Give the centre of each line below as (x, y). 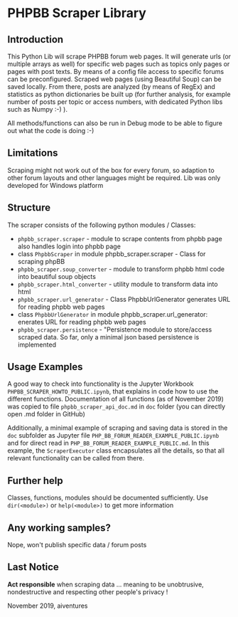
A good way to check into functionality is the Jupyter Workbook (101, 384)
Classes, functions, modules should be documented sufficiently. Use (108, 498)
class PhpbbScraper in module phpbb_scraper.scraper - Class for (112, 253)
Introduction (36, 39)
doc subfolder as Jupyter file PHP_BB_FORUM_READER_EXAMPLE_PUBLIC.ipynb (113, 436)
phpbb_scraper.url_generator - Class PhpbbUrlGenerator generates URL (124, 299)
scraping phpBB (41, 261)
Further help (36, 481)
